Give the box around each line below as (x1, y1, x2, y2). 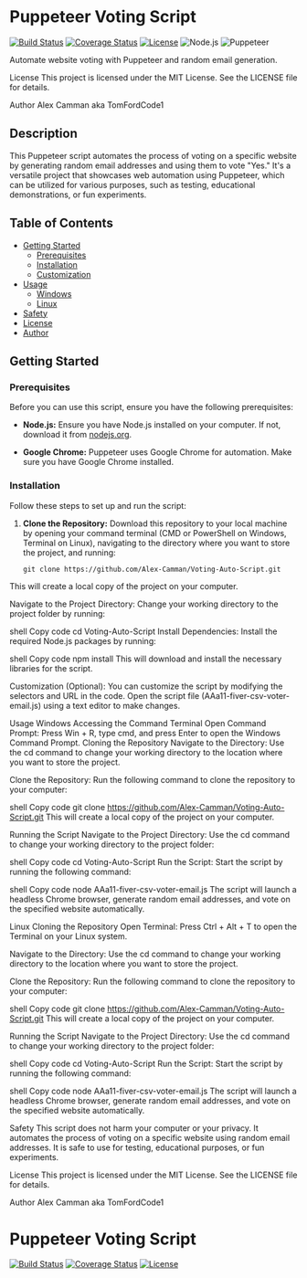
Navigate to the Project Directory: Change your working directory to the (9, 598, 279, 609)
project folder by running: (9, 607, 106, 618)
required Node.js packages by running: (9, 635, 157, 646)
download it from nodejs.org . (22, 429, 132, 440)
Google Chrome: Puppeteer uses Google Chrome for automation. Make (22, 447, 292, 458)
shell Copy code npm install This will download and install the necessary (9, 653, 282, 664)
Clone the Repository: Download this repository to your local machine (22, 518, 288, 529)
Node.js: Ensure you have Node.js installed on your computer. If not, (22, 419, 281, 430)
